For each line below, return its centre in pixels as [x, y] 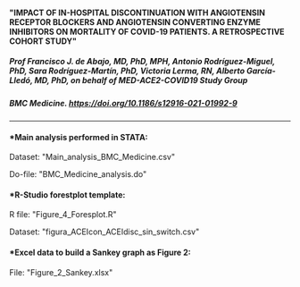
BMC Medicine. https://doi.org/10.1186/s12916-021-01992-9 [124, 103]
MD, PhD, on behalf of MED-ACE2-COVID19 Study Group [141, 80]
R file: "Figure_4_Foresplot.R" [63, 215]
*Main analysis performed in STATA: [79, 137]
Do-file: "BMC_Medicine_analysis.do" [78, 174]
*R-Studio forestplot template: [67, 194]
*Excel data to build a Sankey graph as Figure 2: [100, 252]
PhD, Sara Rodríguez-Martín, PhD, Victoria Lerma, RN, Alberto [127, 71]
